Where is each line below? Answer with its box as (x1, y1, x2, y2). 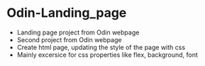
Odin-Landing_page (6, 5, 127, 21)
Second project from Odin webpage (16, 35, 122, 44)
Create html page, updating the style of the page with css (16, 43, 186, 51)
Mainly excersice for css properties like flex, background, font (16, 51, 198, 59)
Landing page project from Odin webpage (16, 28, 140, 37)
